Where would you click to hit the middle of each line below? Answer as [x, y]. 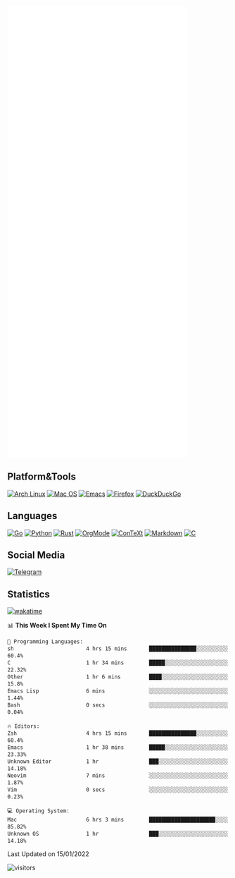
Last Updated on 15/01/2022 [48, 854]
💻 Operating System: [39, 811]
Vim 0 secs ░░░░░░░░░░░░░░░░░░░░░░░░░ [118, 790]
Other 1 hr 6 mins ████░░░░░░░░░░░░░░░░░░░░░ [118, 677]
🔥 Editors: [24, 726]
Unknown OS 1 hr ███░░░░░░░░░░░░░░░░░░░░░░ [118, 834]
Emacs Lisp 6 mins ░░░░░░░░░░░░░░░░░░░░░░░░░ [118, 691]
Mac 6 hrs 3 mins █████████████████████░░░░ [118, 820]
